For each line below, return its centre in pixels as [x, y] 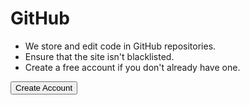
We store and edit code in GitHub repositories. [120, 46]
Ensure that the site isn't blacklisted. [99, 56]
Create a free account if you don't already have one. [132, 67]
